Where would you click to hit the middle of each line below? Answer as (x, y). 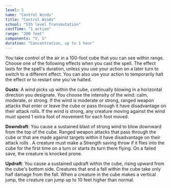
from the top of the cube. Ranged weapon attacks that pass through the (81, 132)
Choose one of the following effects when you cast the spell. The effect (81, 63)
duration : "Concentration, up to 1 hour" (50, 43)
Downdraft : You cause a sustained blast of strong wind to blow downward (83, 126)
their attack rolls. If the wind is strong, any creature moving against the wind (85, 111)
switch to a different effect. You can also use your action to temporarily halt (84, 74)
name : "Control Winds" (29, 15)
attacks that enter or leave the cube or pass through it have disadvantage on (86, 106)
